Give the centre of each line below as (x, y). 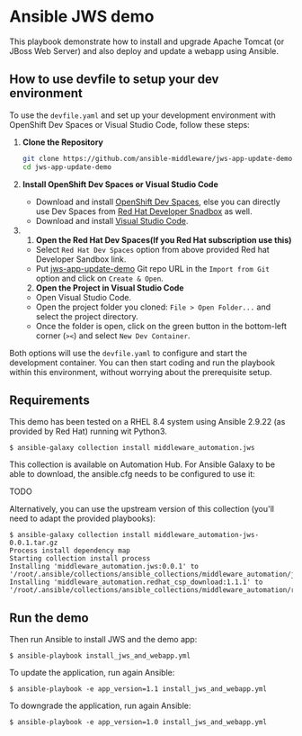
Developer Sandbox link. (81, 259)
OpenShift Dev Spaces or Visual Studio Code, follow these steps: (129, 124)
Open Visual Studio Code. (84, 297)
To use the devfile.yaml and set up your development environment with (142, 115)
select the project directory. (87, 316)
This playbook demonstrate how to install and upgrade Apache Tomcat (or (147, 41)
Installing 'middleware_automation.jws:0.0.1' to (104, 567)
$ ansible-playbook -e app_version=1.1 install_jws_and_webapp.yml (138, 689)
